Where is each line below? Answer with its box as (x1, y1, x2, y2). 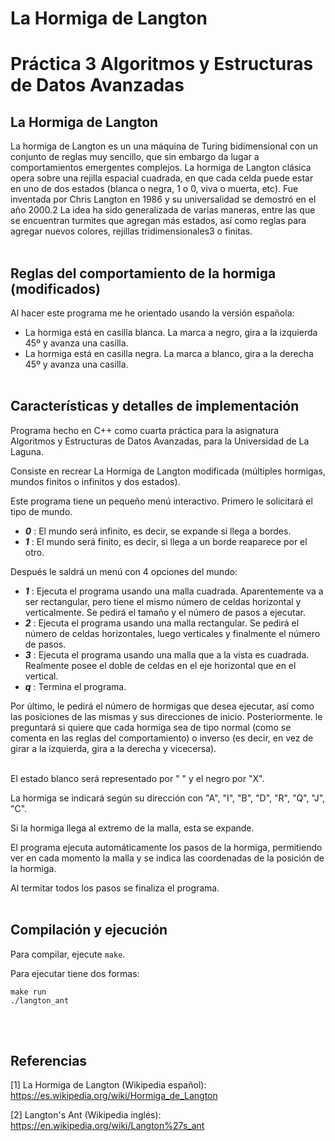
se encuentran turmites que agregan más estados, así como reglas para (10, 215, 307, 227)
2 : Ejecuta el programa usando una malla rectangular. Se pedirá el (24, 617, 300, 629)
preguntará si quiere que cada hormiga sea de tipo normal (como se (10, 721, 292, 733)
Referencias (10, 1053, 88, 1070)
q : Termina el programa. (24, 680, 127, 692)
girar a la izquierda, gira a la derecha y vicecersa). (10, 742, 217, 754)
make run (10, 987, 47, 997)
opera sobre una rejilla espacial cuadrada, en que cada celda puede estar (10, 172, 314, 184)
